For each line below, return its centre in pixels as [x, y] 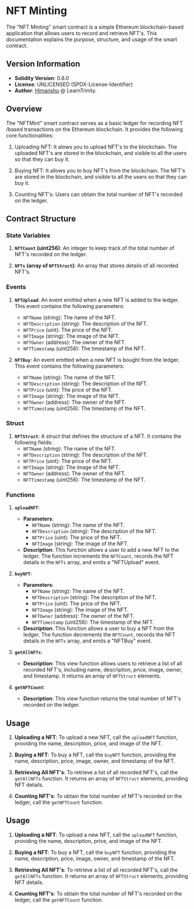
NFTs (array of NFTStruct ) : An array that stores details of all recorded [96, 266]
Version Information [43, 64]
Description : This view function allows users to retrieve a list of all [103, 663]
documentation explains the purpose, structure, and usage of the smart [92, 39]
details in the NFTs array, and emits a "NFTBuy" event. [88, 641]
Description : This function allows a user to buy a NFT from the [98, 628]
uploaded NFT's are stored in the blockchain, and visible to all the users [100, 153]
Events [16, 287]
